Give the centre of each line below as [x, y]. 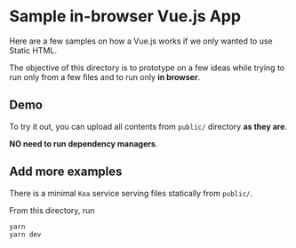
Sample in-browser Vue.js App [125, 16]
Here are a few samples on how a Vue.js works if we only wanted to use [141, 41]
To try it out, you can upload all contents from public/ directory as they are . [148, 126]
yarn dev [25, 234]
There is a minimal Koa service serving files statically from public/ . [131, 193]
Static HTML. [33, 50]
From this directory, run [52, 210]
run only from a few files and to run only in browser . [105, 76]
